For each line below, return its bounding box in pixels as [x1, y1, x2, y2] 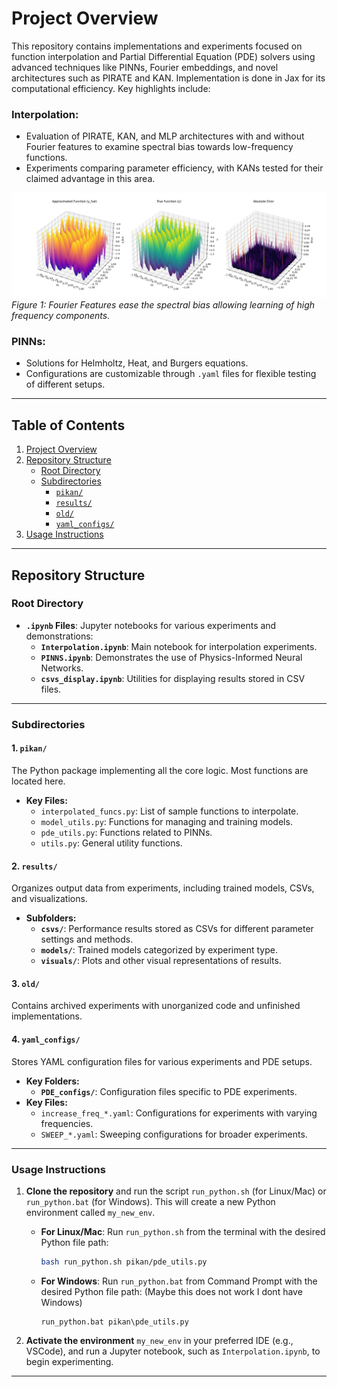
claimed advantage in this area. [25, 173, 156, 185]
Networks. [40, 662, 84, 674]
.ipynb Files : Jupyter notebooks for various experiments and [25, 619, 277, 631]
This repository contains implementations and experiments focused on [11, 40, 303, 52]
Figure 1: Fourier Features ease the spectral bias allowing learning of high [11, 299, 316, 311]
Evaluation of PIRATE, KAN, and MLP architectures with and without [25, 130, 305, 142]
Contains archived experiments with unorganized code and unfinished [11, 1000, 301, 1012]
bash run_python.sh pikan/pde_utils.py [40, 1257, 208, 1267]
